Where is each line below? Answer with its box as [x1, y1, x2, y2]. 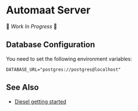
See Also [6, 82, 39, 92]
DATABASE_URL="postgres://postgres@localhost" [6, 67, 121, 72]
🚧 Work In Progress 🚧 [6, 23, 57, 30]
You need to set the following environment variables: [6, 55, 132, 62]
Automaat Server [6, 4, 91, 17]
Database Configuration [6, 40, 95, 50]
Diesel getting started [14, 98, 66, 105]
